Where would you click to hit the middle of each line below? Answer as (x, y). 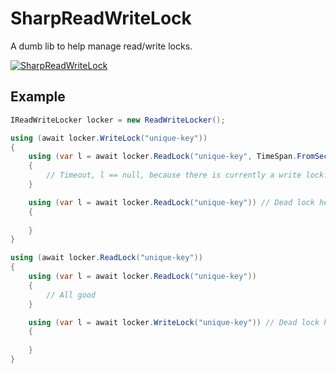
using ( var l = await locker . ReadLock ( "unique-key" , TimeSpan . (163, 157)
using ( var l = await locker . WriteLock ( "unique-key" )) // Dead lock (174, 322)
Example (38, 97)
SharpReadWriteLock (101, 18)
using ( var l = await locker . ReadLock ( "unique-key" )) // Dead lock (171, 202)
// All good (71, 295)
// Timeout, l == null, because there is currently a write (174, 175)
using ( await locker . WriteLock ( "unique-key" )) (109, 138)
